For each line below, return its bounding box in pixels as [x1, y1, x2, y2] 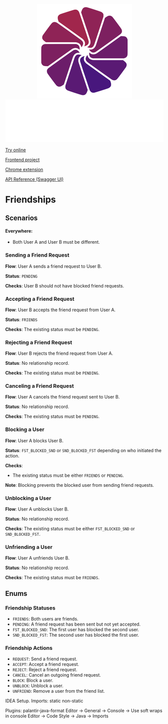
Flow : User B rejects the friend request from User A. [5, 350, 113, 357]
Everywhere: [5, 228, 33, 234]
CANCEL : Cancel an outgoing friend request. [12, 672, 102, 678]
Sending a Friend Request [5, 252, 69, 259]
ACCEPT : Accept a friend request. [12, 661, 79, 667]
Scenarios [5, 214, 38, 222]
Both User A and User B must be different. [12, 239, 100, 245]
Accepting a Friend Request [5, 295, 74, 302]
